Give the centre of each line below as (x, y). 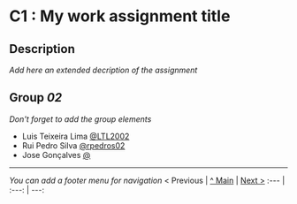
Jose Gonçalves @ (56, 155)
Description (42, 49)
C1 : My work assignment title (120, 16)
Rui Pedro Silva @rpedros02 (73, 145)
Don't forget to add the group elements (80, 119)
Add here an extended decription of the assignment (103, 70)
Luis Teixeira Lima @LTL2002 (76, 136)
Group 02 (36, 98)
